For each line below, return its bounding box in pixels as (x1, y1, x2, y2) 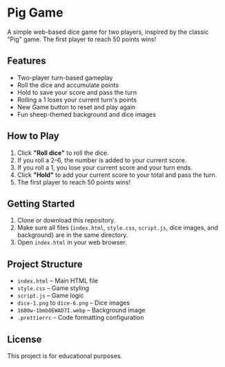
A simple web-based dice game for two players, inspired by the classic (7, 28, 209, 36)
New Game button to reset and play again (17, 102, 136, 111)
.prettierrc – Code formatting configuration (17, 313, 144, 322)
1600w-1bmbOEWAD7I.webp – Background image (17, 306, 146, 314)
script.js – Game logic (17, 292, 84, 300)
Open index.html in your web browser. (17, 238, 128, 247)
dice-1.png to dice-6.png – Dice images (17, 299, 130, 307)
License (7, 333, 42, 345)
